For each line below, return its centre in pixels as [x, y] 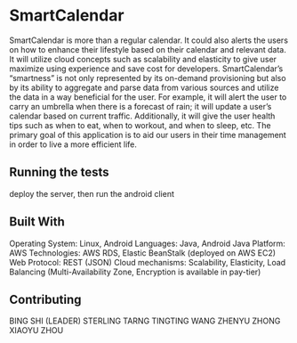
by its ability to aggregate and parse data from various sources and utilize [144, 87]
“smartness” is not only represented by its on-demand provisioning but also [148, 78]
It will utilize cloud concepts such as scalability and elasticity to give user [143, 59]
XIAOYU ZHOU [36, 331]
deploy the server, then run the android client [92, 193]
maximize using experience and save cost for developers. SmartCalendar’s [146, 69]
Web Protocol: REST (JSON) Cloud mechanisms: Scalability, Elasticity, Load [148, 262]
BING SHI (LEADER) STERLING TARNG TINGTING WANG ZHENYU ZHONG [145, 321]
